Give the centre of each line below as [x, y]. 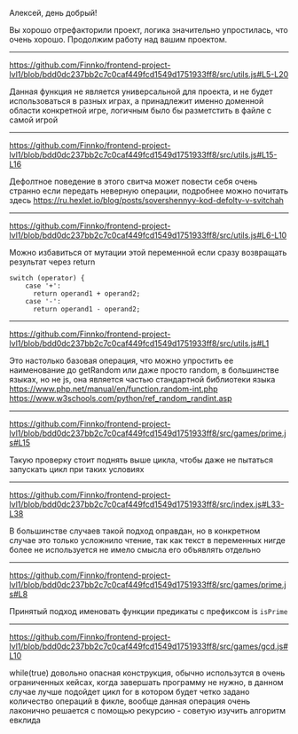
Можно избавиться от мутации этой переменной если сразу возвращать [148, 253]
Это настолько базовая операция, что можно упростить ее [122, 360]
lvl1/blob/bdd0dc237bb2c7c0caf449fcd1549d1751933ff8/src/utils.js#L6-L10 [148, 235]
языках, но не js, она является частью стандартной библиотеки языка [142, 379]
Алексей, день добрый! [53, 13]
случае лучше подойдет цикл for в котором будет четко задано [129, 692]
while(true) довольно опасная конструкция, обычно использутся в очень [147, 673]
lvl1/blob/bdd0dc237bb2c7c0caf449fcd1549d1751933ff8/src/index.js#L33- [147, 504]
